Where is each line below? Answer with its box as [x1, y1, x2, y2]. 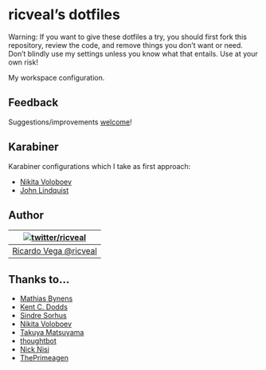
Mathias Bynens [19, 293, 73, 304]
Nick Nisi [19, 344, 50, 354]
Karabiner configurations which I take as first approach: [8, 161, 191, 171]
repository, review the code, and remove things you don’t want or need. [8, 40, 243, 49]
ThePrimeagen [19, 353, 69, 363]
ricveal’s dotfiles [8, 6, 121, 24]
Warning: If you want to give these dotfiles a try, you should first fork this [8, 32, 247, 41]
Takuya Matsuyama [19, 328, 84, 337]
